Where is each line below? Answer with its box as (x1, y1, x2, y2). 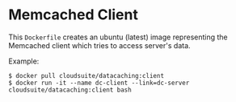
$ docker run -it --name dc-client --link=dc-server (8, 79, 190, 87)
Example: (8, 56, 40, 66)
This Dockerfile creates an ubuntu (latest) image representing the (8, 32, 228, 42)
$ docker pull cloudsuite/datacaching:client (8, 71, 164, 80)
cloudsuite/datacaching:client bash (8, 86, 132, 94)
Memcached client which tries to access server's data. (8, 40, 192, 50)
